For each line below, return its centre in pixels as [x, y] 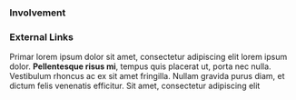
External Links [42, 36]
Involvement [38, 13]
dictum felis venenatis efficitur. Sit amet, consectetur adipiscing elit [135, 86]
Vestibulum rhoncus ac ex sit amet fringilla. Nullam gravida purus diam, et [147, 76]
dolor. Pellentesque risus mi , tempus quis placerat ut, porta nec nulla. [140, 66]
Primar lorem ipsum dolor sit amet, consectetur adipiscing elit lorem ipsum [148, 57]
